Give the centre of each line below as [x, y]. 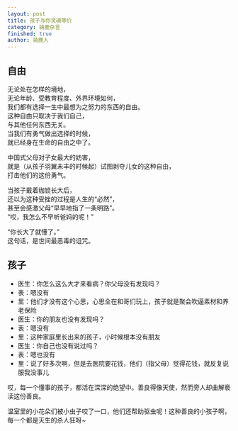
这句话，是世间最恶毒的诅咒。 [51, 240]
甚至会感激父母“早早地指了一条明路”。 [63, 208]
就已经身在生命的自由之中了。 [51, 142]
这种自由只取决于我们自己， [48, 116]
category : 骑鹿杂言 [34, 27]
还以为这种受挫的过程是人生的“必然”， [63, 198]
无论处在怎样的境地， [38, 89]
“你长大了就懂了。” [34, 232]
